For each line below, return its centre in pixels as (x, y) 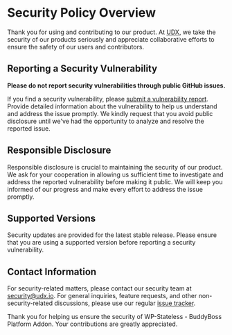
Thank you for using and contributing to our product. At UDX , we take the (111, 32)
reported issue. (29, 128)
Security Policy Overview (81, 13)
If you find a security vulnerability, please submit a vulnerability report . (108, 99)
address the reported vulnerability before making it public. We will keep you (115, 181)
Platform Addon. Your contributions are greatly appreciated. (92, 324)
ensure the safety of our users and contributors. (75, 47)
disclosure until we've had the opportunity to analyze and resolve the (106, 121)
